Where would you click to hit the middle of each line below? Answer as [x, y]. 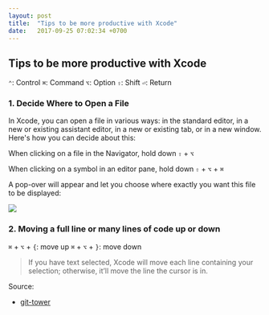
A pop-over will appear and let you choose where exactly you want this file [132, 185]
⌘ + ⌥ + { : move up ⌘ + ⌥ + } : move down [75, 247]
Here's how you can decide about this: [72, 138]
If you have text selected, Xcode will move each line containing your [141, 262]
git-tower [35, 301]
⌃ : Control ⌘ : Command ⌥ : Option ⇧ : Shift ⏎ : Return [90, 83]
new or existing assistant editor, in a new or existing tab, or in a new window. [135, 129]
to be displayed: [35, 193]
